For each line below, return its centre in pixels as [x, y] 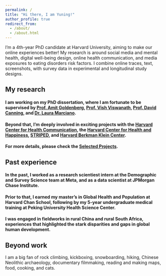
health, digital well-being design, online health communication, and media [81, 58]
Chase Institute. [22, 185]
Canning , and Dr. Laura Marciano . [41, 112]
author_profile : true [28, 19]
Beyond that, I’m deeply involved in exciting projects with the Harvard [79, 124]
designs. [14, 74]
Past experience [31, 162]
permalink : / [19, 10]
